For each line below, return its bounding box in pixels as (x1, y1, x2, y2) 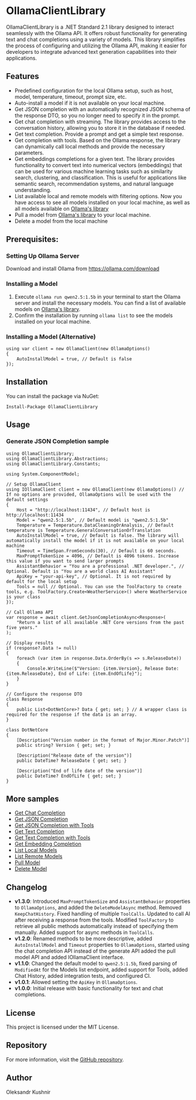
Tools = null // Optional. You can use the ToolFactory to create (16, 584, 182, 589)
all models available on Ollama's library (14, 205, 109, 212)
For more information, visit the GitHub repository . (6, 1056, 124, 1063)
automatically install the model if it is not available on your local (6, 537, 184, 543)
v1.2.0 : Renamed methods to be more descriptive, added (14, 935, 153, 942)
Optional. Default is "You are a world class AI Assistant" (6, 568, 156, 574)
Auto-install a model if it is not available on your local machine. (14, 99, 166, 106)
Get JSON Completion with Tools (14, 822, 94, 829)
